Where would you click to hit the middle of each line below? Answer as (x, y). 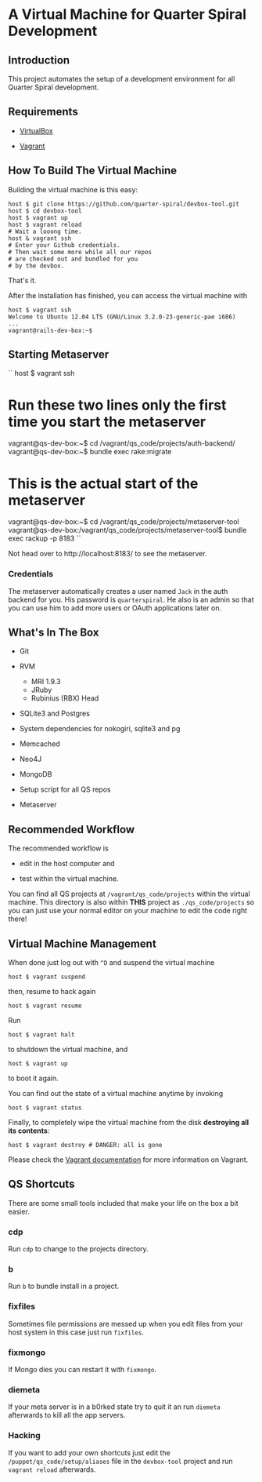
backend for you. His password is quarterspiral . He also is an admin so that (131, 599)
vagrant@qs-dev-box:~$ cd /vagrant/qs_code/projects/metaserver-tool (124, 522)
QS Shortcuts (41, 1184)
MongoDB (36, 774)
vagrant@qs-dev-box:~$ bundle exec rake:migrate (90, 452)
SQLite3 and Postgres (54, 714)
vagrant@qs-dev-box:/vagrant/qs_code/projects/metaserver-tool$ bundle (127, 530)
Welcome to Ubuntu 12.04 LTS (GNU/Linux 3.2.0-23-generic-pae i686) (122, 317)
